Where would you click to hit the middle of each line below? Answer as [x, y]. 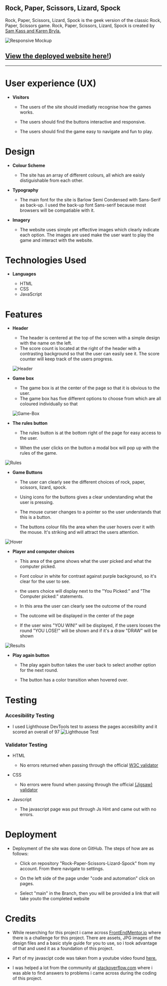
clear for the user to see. [45, 581]
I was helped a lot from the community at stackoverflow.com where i [82, 968]
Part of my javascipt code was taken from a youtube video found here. [84, 958]
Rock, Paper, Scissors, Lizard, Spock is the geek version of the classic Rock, [83, 20]
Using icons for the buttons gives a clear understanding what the [86, 497]
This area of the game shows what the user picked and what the [85, 561]
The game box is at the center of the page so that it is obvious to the [90, 388]
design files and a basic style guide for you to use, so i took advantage [85, 943]
